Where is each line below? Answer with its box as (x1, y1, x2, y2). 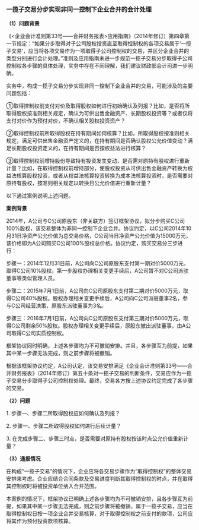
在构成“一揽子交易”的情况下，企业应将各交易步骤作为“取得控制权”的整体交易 (6, 468, 192, 475)
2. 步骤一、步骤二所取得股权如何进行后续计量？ (6, 422, 121, 430)
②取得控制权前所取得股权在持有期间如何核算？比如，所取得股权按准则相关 (6, 130, 190, 137)
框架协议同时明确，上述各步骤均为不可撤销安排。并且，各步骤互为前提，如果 (6, 342, 193, 349)
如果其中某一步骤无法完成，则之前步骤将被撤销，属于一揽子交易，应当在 (16, 503, 193, 510)
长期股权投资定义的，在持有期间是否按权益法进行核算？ (11, 144, 146, 152)
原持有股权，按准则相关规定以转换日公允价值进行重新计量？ (6, 179, 152, 187)
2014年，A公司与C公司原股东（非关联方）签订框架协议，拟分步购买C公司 (6, 217, 185, 225)
